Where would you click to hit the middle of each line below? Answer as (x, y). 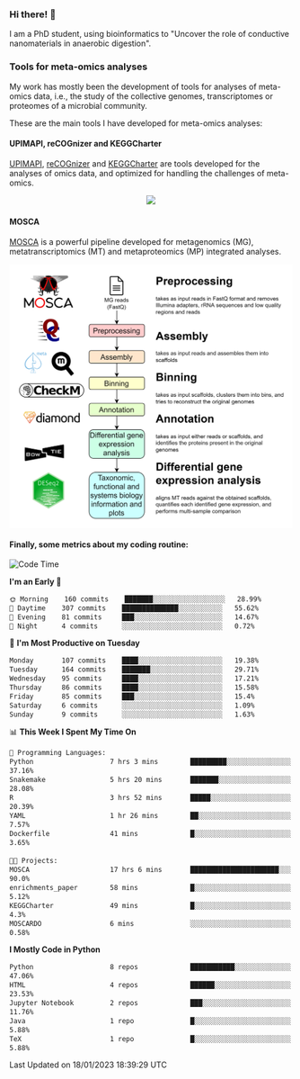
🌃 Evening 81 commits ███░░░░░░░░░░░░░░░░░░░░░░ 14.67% (134, 617)
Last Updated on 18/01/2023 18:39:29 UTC (88, 1065)
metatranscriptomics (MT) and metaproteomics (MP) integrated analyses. (146, 252)
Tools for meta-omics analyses (79, 67)
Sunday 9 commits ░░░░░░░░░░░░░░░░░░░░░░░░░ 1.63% (132, 715)
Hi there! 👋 (33, 14)
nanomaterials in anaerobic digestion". (80, 43)
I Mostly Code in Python (55, 949)
